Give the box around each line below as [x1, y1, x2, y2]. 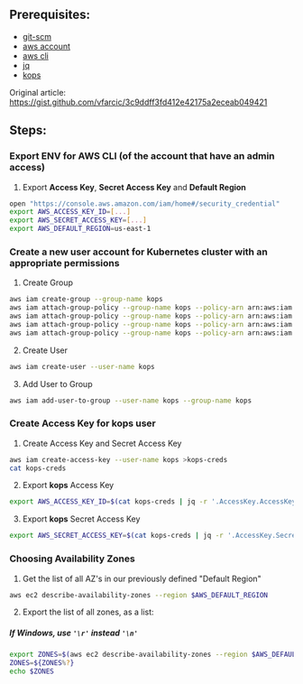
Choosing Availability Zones [9, 552, 135, 565]
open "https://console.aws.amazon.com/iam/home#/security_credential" [9, 199, 280, 208]
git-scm [22, 31, 52, 42]
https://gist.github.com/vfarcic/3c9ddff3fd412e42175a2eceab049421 [9, 97, 268, 107]
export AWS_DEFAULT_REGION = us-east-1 [9, 225, 151, 234]
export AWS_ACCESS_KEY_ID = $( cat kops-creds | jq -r [9, 497, 207, 506]
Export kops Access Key [22, 480, 115, 491]
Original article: [9, 87, 66, 97]
